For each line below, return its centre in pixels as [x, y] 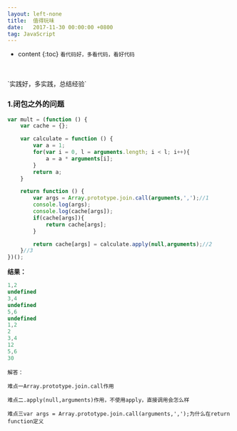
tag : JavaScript [31, 34]
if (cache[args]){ [59, 218]
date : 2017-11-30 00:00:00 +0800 [60, 27]
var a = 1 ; [49, 146]
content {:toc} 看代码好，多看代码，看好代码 [76, 54]
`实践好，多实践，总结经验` [47, 84]
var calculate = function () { [67, 139]
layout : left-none [35, 14]
